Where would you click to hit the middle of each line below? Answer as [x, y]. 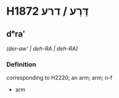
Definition [21, 64]
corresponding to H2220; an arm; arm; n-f [60, 78]
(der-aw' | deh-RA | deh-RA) [42, 48]
